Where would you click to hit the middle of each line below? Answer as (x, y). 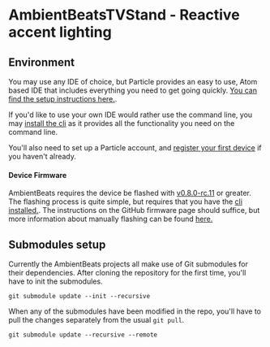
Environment (42, 62)
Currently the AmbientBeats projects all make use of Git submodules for (129, 264)
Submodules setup (57, 244)
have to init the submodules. (56, 281)
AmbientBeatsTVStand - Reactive (124, 15)
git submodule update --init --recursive (79, 297)
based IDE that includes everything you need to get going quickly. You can (133, 90)
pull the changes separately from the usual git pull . (96, 320)
